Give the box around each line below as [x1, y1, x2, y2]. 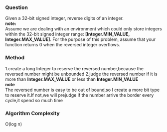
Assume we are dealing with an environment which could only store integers [5, 26, 162, 32]
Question [5, 4, 28, 11]
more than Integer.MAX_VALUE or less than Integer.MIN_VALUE [5, 76, 139, 82]
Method [5, 54, 25, 61]
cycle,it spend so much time [5, 97, 63, 103]
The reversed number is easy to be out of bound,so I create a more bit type [5, 87, 160, 93]
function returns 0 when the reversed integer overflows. [5, 42, 121, 48]
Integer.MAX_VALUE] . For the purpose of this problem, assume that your [5, 36, 156, 42]
